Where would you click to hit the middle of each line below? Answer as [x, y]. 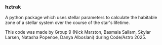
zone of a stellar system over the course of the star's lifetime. [67, 22]
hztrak [13, 7]
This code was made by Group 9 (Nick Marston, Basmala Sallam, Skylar [78, 32]
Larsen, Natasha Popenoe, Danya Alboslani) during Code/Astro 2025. [76, 37]
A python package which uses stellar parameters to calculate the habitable [81, 18]
